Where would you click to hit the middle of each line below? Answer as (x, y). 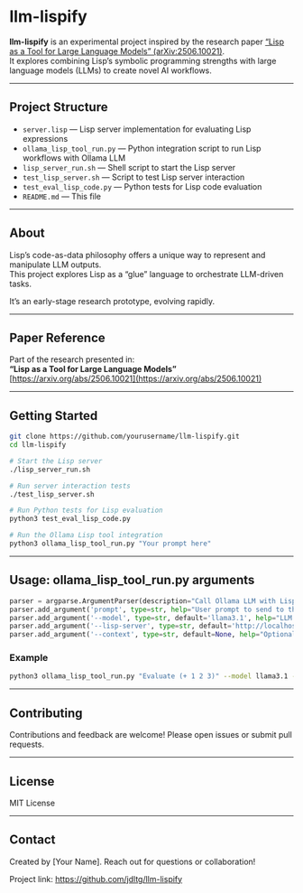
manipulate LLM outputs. (55, 265)
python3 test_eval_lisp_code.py (70, 519)
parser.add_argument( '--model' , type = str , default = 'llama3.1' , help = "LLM (151, 618)
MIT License (32, 803)
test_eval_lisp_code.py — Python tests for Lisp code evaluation (142, 186)
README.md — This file (62, 196)
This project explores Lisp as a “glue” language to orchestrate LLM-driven (147, 274)
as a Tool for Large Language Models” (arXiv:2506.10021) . (117, 51)
